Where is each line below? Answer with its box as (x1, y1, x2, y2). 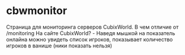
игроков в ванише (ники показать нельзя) (6, 42, 113, 49)
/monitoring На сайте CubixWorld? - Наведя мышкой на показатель (6, 29, 176, 36)
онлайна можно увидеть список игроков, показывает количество (6, 36, 173, 43)
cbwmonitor (6, 4, 67, 18)
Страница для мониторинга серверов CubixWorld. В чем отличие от (6, 23, 179, 30)
